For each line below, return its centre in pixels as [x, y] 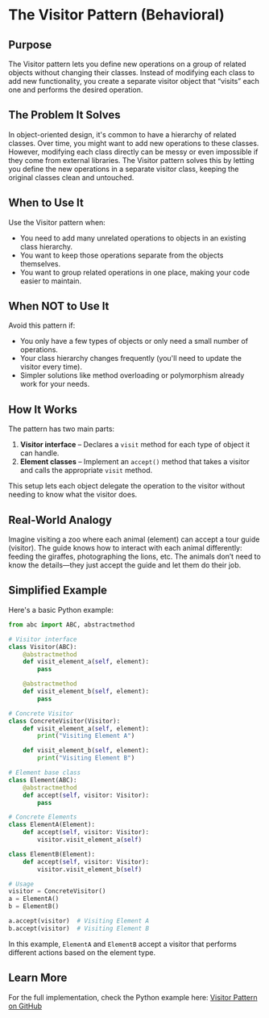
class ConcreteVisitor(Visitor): [64, 721]
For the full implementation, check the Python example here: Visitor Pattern [133, 997]
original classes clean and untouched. [71, 177]
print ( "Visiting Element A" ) [86, 736]
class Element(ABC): [43, 780]
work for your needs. [55, 384]
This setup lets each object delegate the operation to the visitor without [127, 486]
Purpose [30, 45]
